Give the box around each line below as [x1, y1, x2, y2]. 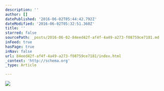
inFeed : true [5, 40, 32, 45]
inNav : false [5, 49, 32, 54]
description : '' [5, 7, 39, 12]
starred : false [5, 30, 37, 35]
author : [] [5, 12, 28, 17]
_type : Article [5, 63, 37, 68]
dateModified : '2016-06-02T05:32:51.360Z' [5, 21, 95, 26]
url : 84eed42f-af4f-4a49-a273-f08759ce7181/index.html [5, 53, 122, 59]
